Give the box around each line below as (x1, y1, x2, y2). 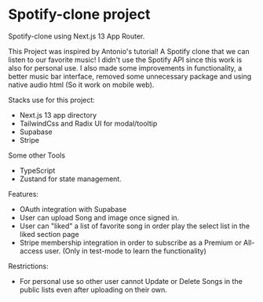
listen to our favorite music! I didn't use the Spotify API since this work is (8, 55, 243, 64)
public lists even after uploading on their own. (19, 285, 167, 294)
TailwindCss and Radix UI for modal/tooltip (19, 118, 158, 128)
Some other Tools (8, 151, 65, 160)
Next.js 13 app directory (19, 110, 97, 119)
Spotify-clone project (8, 5, 151, 24)
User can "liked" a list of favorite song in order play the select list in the (19, 221, 250, 231)
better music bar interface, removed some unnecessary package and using (8, 71, 252, 81)
